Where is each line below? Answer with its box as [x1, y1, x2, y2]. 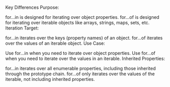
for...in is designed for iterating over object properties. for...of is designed [5, 14, 160, 20]
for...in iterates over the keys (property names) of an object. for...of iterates [5, 35, 163, 41]
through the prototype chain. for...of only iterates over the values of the [5, 71, 155, 77]
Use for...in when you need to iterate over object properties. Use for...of [5, 50, 156, 56]
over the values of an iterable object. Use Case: [5, 40, 106, 46]
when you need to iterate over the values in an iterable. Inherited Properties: [5, 55, 165, 62]
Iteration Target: [5, 25, 39, 31]
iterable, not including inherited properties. [5, 76, 95, 82]
